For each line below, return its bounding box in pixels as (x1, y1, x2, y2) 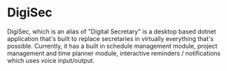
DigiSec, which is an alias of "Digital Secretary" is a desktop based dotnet (7, 27, 217, 35)
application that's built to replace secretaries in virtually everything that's (7, 34, 214, 42)
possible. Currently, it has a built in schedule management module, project (7, 42, 218, 50)
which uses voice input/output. (7, 56, 95, 64)
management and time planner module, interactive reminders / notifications (7, 49, 221, 57)
